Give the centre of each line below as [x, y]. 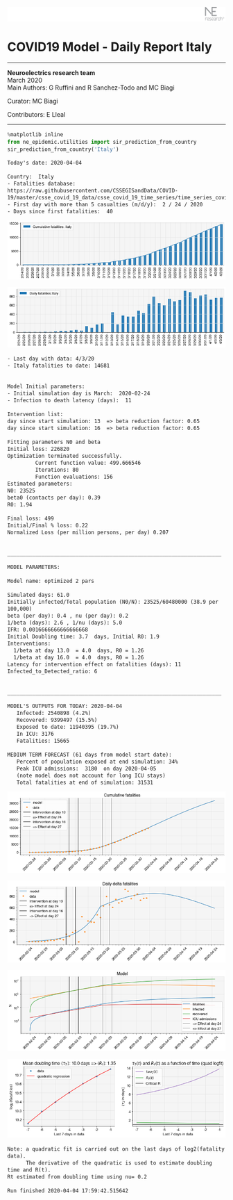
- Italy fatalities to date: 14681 [59, 365]
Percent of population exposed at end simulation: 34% [97, 762]
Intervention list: [35, 414]
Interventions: [29, 643]
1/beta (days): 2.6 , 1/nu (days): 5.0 [65, 623]
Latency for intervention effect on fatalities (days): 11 [94, 664]
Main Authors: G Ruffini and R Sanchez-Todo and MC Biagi [91, 88]
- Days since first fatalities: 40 [60, 211]
